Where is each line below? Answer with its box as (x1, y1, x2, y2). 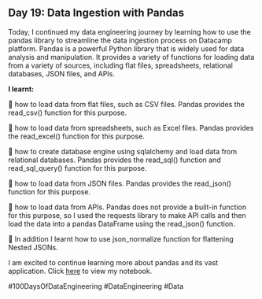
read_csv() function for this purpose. (8, 108, 127, 117)
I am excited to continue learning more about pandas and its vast (8, 257, 219, 267)
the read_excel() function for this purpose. (8, 131, 146, 141)
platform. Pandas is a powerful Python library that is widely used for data (8, 43, 245, 54)
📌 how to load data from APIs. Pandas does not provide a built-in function (8, 202, 246, 212)
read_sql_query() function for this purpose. (8, 163, 147, 172)
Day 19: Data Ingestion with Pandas (8, 6, 185, 20)
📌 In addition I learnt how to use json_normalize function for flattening (8, 234, 234, 243)
